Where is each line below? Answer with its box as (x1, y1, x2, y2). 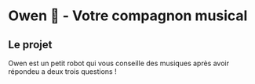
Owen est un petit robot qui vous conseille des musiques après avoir (8, 58, 230, 68)
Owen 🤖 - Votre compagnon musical (8, 7, 248, 25)
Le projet (8, 38, 53, 51)
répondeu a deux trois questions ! (8, 67, 117, 76)
